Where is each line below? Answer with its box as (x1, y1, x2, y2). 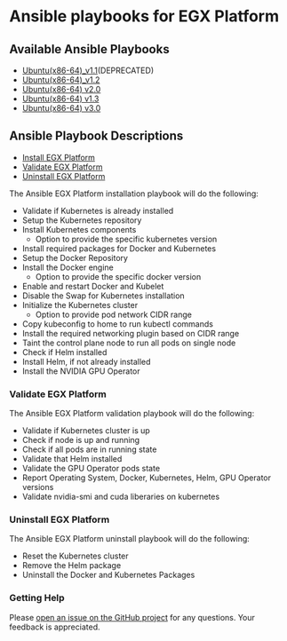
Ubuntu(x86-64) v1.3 (21, 93, 100, 104)
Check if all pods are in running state (21, 444, 157, 455)
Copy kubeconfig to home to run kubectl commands (21, 318, 213, 329)
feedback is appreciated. (9, 621, 100, 632)
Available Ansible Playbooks (9, 42, 171, 57)
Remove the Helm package (21, 560, 122, 571)
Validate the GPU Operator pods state (21, 463, 161, 474)
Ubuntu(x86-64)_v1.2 (21, 75, 100, 85)
